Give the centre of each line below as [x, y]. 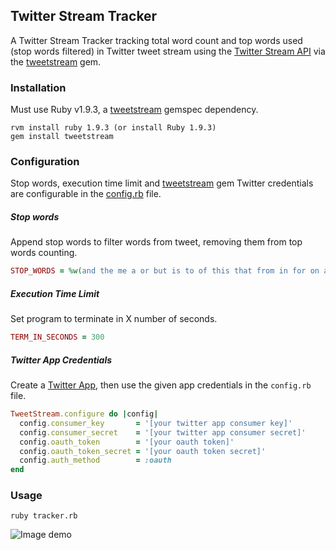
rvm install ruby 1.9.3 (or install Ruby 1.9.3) [113, 128]
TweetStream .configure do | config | [84, 414]
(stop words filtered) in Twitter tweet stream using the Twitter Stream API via [168, 51]
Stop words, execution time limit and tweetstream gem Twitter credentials [162, 183]
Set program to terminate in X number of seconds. [114, 319]
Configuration [45, 162]
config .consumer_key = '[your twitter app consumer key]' [156, 423]
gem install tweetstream [62, 137]
